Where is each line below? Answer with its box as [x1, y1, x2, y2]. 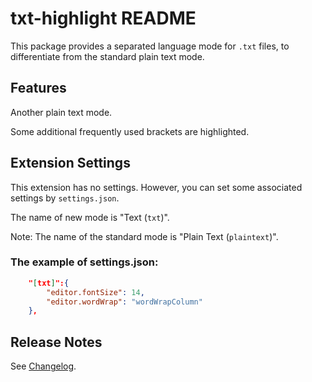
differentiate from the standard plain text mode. [10, 50, 205, 62]
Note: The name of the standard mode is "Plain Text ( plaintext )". [10, 230, 279, 242]
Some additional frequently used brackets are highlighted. [10, 125, 250, 137]
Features [10, 80, 67, 97]
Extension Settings [10, 155, 131, 172]
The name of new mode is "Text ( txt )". [10, 211, 170, 223]
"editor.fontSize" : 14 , [46, 287, 145, 297]
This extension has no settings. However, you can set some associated [10, 181, 303, 193]
